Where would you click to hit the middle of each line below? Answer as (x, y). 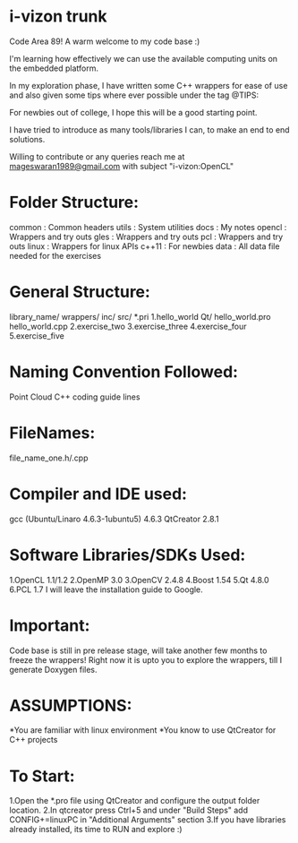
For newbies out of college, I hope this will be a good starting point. (133, 112)
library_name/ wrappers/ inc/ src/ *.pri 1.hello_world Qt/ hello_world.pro (140, 316)
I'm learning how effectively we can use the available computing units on (144, 58)
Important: (50, 625)
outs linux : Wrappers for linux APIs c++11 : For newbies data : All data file (145, 246)
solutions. (27, 139)
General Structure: (80, 292)
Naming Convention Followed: (124, 372)
